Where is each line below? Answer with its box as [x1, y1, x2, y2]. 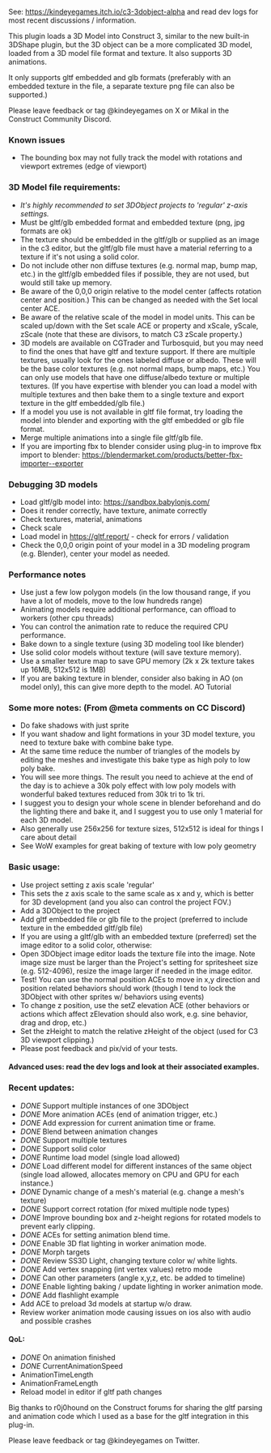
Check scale [19, 523, 62, 532]
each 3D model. [19, 815, 74, 825]
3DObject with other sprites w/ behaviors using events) [19, 992, 205, 1002]
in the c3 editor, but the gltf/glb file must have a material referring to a [19, 243, 252, 253]
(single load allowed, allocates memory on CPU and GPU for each [19, 1169, 239, 1179]
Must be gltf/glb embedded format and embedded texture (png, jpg [19, 217, 245, 227]
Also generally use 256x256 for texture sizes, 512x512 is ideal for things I [19, 824, 264, 834]
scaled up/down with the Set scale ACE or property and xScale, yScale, [19, 320, 259, 331]
